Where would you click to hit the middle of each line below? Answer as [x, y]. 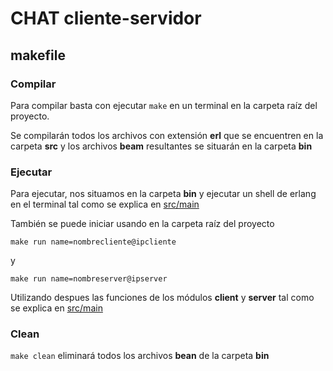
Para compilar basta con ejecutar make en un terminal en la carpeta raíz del [164, 105]
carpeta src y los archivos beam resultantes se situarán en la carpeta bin [161, 146]
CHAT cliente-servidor [106, 18]
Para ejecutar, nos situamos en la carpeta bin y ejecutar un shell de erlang [163, 194]
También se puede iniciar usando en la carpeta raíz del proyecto [142, 224]
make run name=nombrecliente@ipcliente [93, 242]
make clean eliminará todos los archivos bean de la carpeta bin [140, 356]
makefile [38, 55]
